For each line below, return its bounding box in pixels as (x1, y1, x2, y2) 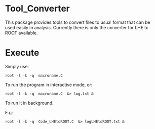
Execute (5, 47, 39, 58)
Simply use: (5, 63, 29, 69)
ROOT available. (5, 30, 38, 36)
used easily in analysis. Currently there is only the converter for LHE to (5, 24, 149, 30)
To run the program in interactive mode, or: (5, 82, 93, 87)
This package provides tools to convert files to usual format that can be (5, 19, 151, 25)
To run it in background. (5, 100, 54, 106)
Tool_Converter (5, 3, 70, 14)
